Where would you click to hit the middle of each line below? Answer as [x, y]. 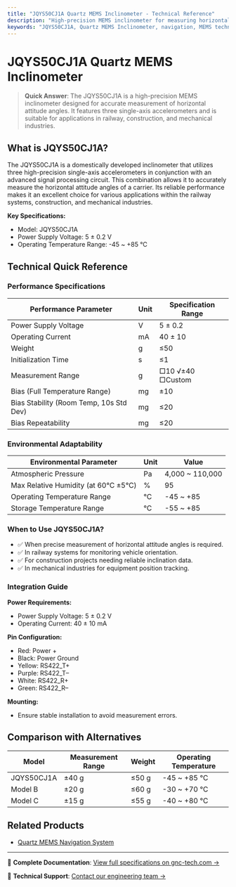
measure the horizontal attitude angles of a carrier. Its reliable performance [116, 188]
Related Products [46, 826]
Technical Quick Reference [68, 267]
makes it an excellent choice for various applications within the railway [109, 195]
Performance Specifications [57, 287]
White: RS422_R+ [43, 680]
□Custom [175, 380]
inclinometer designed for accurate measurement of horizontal [115, 103]
